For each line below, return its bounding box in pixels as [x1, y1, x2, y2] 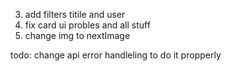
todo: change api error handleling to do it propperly [10, 49, 222, 61]
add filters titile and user [24, 9, 126, 20]
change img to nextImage [24, 30, 131, 41]
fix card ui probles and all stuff [24, 19, 151, 31]
